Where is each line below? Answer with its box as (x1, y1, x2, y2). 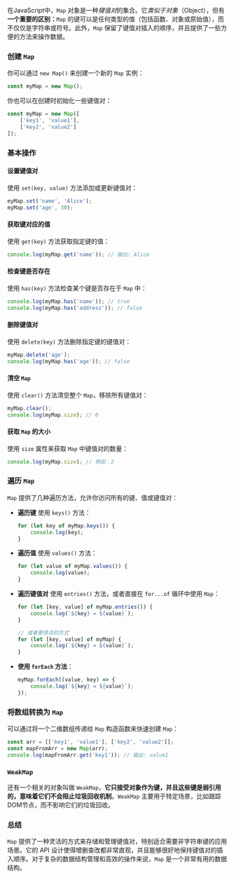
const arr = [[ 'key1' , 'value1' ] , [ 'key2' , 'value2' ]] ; (7, 738, 174, 745)
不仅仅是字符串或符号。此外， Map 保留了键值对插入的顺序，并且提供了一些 (7, 24, 221, 32)
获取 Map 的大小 (7, 427, 51, 436)
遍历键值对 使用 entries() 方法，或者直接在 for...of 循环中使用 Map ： (17, 590, 220, 598)
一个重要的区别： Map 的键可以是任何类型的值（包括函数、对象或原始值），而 (7, 15, 224, 23)
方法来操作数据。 (19, 32, 69, 41)
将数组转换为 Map (7, 707, 64, 717)
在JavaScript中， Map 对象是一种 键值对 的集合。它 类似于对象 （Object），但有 (7, 6, 226, 14)
